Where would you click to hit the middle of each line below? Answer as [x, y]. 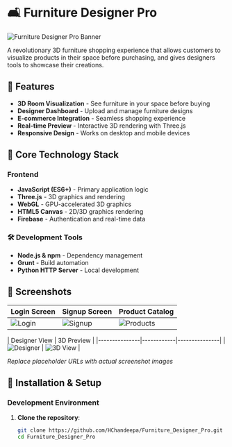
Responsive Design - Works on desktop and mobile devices [103, 133]
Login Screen [33, 311]
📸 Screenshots [40, 292]
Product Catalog [146, 311]
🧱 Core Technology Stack [63, 155]
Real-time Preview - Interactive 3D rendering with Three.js [101, 126]
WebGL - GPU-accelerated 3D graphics [74, 204]
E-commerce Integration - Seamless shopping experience [101, 118]
